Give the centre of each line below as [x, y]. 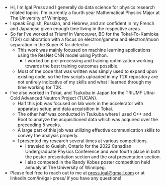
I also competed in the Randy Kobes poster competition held [88, 162]
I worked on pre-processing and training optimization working [89, 61]
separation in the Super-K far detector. [50, 44]
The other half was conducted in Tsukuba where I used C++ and [84, 114]
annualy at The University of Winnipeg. [65, 167]
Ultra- [149, 93]
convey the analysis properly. [48, 135]
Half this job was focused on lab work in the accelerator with [80, 103]
